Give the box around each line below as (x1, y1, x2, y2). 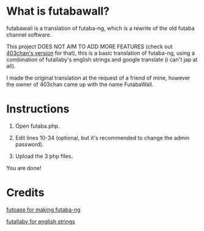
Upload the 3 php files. (15, 152, 73, 159)
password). (15, 141, 44, 148)
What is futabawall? (6, 4, 110, 18)
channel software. (6, 31, 52, 38)
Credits (6, 186, 45, 200)
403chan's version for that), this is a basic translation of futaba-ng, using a (6, 49, 195, 56)
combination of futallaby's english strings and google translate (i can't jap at (6, 56, 198, 63)
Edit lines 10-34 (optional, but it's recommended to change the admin (15, 134, 190, 141)
